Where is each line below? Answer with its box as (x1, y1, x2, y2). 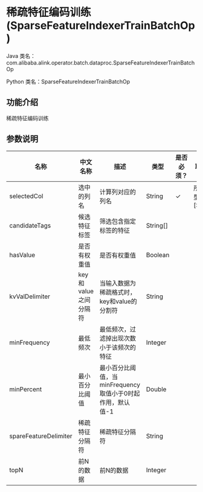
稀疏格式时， (99, 288, 137, 296)
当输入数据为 (99, 279, 137, 287)
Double (146, 385, 167, 393)
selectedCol (9, 191, 43, 200)
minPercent (9, 385, 42, 393)
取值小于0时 (99, 389, 134, 397)
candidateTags (9, 221, 51, 229)
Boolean (146, 251, 170, 259)
